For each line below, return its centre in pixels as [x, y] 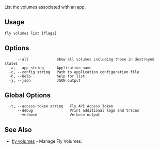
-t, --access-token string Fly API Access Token [61, 106]
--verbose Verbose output [59, 115]
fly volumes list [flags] [31, 33]
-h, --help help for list [47, 76]
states [11, 63]
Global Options [28, 96]
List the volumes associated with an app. [45, 7]
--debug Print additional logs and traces [78, 111]
